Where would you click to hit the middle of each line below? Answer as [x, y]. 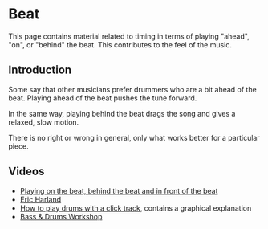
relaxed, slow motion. [44, 122]
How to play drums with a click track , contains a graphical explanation [136, 208]
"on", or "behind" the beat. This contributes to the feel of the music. [120, 44]
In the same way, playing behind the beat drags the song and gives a [122, 113]
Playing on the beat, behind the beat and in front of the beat [119, 190]
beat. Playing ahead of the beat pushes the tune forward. [103, 98]
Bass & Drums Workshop [61, 216]
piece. [19, 146]
